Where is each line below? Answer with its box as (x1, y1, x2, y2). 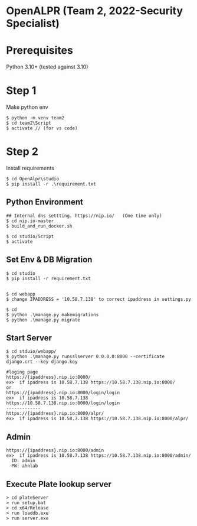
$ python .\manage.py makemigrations (6, 311, 99, 317)
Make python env (6, 103, 48, 111)
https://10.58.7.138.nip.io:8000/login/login (6, 400, 120, 406)
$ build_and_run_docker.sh (6, 223, 73, 229)
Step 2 (6, 145, 38, 158)
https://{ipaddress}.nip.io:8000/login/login (6, 390, 120, 396)
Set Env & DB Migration (6, 255, 93, 265)
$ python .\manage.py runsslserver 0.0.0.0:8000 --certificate (6, 353, 165, 360)
